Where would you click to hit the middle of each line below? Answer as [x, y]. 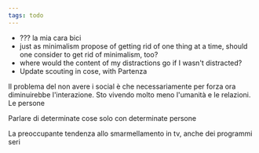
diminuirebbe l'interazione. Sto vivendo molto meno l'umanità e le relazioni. [129, 94]
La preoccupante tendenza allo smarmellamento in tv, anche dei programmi [130, 133]
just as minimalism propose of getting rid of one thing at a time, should [133, 46]
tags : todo [26, 15]
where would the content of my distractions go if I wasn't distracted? [131, 63]
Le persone [27, 103]
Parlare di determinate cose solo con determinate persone [102, 118]
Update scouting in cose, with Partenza [83, 71]
